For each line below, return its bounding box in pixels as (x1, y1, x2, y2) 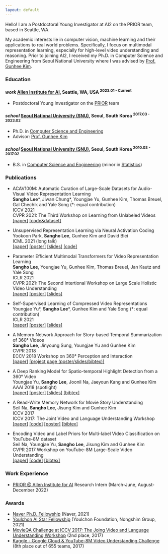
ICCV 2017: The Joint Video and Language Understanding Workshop (12, 415, 155, 421)
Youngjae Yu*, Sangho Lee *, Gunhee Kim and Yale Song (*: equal (12, 306, 148, 312)
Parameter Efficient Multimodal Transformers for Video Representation (12, 253, 159, 260)
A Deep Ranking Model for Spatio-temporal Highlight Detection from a (12, 368, 158, 375)
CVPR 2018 (12, 348, 36, 354)
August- (137, 481, 155, 487)
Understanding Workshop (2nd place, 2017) (12, 532, 104, 538)
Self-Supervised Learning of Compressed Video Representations (12, 300, 147, 306)
